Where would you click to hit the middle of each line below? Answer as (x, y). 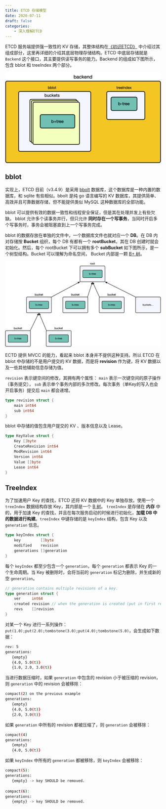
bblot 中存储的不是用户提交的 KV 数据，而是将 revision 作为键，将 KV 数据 (81, 361)
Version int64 (28, 457)
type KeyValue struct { (30, 436)
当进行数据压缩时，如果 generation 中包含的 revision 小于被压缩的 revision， (83, 678)
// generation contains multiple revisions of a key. (62, 588)
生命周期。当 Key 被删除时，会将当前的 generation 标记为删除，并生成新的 (85, 572)
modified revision (36, 546)
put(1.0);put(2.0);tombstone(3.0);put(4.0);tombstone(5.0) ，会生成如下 (80, 631)
